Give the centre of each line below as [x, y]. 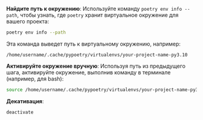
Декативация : [25, 101]
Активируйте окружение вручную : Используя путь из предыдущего [96, 66]
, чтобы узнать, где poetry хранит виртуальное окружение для [98, 15]
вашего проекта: [28, 21]
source [14, 89]
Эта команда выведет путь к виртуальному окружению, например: [94, 44]
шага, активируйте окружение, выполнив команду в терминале [89, 72]
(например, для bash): [35, 79]
